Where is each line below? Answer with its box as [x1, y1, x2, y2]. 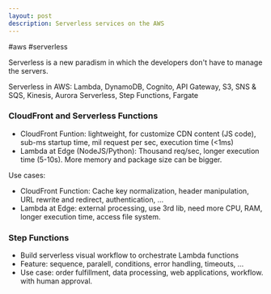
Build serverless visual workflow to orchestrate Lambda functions [19, 250, 239, 260]
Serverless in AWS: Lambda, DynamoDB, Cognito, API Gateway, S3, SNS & [8, 82, 257, 92]
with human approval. [19, 276, 93, 286]
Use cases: [8, 170, 46, 180]
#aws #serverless [8, 41, 68, 51]
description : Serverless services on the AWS [8, 19, 164, 28]
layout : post [8, 11, 53, 20]
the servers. [8, 66, 49, 75]
